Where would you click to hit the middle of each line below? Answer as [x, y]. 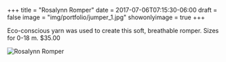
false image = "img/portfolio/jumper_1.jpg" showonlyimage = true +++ [106, 17]
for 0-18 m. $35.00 [34, 38]
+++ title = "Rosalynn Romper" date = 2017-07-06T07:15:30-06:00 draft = [112, 10]
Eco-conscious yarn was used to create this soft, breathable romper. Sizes [113, 31]
